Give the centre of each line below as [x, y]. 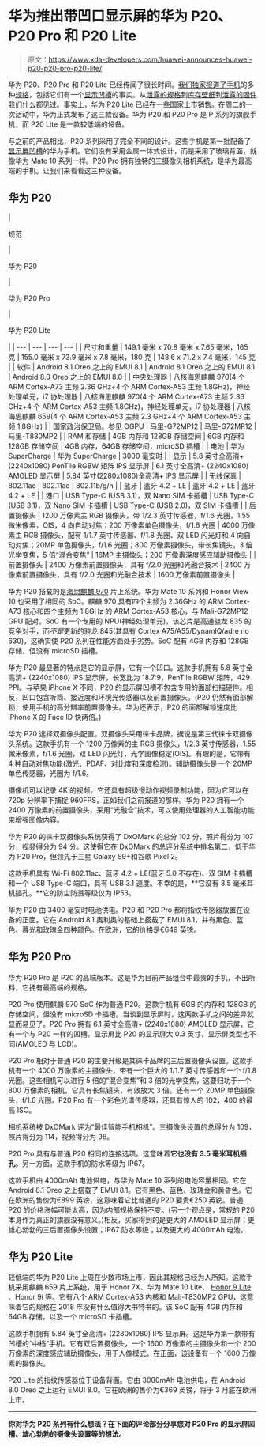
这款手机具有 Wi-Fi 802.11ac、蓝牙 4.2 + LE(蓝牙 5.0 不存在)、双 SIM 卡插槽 [131, 873]
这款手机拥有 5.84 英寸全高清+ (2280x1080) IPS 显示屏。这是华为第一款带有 [132, 1334]
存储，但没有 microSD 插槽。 [55, 650]
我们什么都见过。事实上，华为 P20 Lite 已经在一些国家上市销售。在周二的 [127, 104]
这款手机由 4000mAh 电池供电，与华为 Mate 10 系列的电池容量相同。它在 [127, 1180]
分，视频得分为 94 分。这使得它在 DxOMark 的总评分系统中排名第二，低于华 [132, 846]
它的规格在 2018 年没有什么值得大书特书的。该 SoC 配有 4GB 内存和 [132, 1307]
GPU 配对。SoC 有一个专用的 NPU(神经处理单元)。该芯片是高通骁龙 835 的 [130, 621]
